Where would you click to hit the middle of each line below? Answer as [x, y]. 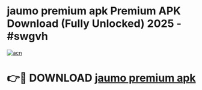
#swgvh [28, 36]
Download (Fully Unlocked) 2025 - [94, 24]
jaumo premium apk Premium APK [94, 11]
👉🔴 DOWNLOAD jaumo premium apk [101, 78]
